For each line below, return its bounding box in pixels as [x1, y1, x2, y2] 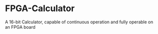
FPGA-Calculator [5, 3, 75, 14]
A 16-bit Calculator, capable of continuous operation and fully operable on [5, 19, 154, 25]
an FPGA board [5, 24, 35, 30]
